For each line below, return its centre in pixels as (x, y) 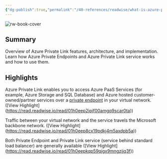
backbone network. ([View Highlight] (43, 126)
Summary (21, 40)
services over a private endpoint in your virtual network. (94, 100)
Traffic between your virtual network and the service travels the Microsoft (81, 120)
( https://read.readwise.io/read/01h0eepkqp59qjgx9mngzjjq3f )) (70, 151)
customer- (145, 95)
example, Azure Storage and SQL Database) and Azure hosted (69, 95)
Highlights (22, 78)
